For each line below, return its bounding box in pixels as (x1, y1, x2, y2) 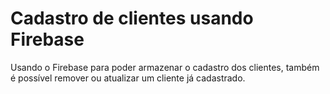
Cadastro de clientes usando (10, 7, 254, 30)
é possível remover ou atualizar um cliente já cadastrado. (10, 72, 246, 84)
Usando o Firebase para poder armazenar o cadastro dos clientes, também (10, 61, 320, 73)
